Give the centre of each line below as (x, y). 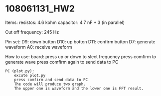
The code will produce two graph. (50, 84)
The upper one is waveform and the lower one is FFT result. (79, 88)
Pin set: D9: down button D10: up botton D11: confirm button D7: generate (80, 42)
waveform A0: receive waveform (39, 47)
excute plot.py (30, 75)
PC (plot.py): (20, 71)
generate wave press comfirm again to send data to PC (62, 62)
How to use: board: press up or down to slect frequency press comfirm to (80, 56)
